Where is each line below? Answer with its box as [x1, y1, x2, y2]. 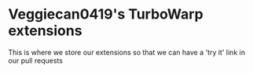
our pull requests [8, 56, 63, 65]
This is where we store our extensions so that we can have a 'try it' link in [8, 47, 246, 57]
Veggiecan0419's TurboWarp [8, 5, 203, 23]
